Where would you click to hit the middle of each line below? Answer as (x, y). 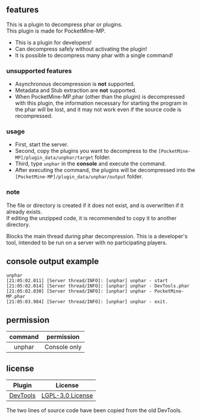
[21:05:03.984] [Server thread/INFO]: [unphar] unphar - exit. (87, 301)
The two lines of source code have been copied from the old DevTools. (94, 410)
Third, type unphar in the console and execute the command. (91, 164)
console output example (53, 261)
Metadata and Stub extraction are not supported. (76, 90)
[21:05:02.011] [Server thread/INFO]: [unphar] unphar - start (87, 280)
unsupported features (39, 70)
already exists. (24, 212)
